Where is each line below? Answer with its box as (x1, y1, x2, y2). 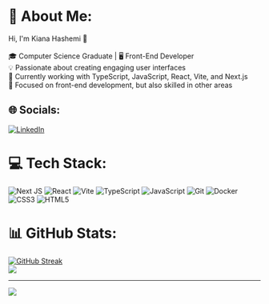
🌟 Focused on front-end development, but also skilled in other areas (8, 80, 233, 90)
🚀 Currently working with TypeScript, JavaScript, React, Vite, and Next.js (8, 71, 248, 81)
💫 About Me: (8, 7, 93, 26)
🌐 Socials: (8, 103, 61, 117)
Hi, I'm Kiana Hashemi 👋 (8, 34, 88, 43)
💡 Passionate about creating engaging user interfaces (8, 62, 187, 72)
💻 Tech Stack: (8, 154, 107, 172)
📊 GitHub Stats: (8, 224, 118, 242)
